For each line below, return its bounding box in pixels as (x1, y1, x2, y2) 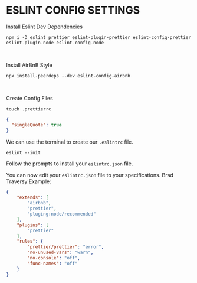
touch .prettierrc (6, 106, 51, 112)
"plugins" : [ (17, 222, 49, 228)
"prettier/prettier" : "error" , (27, 244, 104, 250)
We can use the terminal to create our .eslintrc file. (6, 138, 134, 145)
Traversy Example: (6, 178, 51, 185)
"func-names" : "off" (27, 261, 78, 266)
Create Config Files (6, 95, 53, 102)
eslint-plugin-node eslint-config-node (6, 40, 104, 45)
